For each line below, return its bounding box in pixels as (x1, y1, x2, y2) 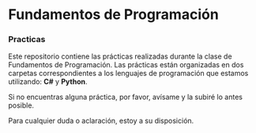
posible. (8, 101, 34, 110)
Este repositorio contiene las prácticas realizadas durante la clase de (8, 51, 232, 61)
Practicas (8, 34, 46, 45)
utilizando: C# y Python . (8, 77, 88, 86)
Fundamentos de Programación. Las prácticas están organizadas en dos (8, 60, 244, 70)
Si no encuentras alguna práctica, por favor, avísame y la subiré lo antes (8, 93, 243, 102)
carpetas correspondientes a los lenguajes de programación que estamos (8, 69, 249, 78)
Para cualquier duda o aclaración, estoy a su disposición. (8, 116, 194, 126)
